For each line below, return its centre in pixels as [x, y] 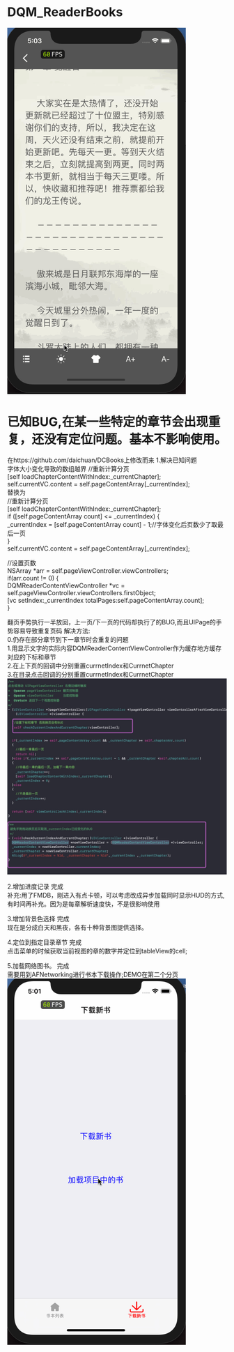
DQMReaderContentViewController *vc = [66, 585]
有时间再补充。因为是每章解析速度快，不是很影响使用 [84, 904]
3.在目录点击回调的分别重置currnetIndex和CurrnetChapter [91, 674]
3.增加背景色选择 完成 [38, 919]
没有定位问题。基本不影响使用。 [136, 439]
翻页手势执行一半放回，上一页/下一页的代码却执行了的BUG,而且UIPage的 [111, 622]
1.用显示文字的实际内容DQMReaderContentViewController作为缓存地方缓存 [114, 648]
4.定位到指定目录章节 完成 [45, 942]
